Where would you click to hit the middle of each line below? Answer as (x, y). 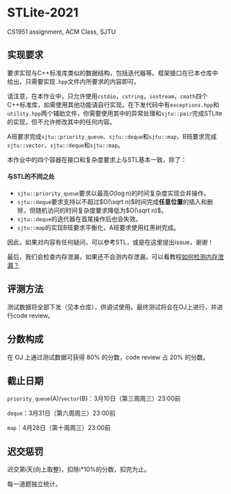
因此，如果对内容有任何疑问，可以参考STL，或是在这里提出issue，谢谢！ (111, 242)
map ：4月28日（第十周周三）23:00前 (59, 428)
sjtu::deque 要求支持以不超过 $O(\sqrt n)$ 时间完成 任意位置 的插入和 (112, 201)
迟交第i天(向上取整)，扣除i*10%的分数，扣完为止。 (79, 469)
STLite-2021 (43, 13)
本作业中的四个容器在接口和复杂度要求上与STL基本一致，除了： (97, 159)
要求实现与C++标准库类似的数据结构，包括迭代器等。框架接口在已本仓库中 (113, 73)
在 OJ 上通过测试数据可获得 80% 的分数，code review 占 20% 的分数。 (108, 357)
